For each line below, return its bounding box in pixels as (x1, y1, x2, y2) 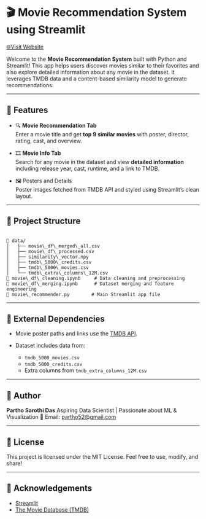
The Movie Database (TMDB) (15, 505, 90, 513)
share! (6, 459, 23, 467)
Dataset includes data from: (15, 342, 86, 349)
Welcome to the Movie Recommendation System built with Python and (6, 55, 187, 63)
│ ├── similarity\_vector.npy (6, 254, 89, 260)
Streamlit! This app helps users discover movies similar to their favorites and (6, 61, 199, 69)
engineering (6, 286, 37, 292)
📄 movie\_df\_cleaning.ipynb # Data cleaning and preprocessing (6, 275, 185, 281)
